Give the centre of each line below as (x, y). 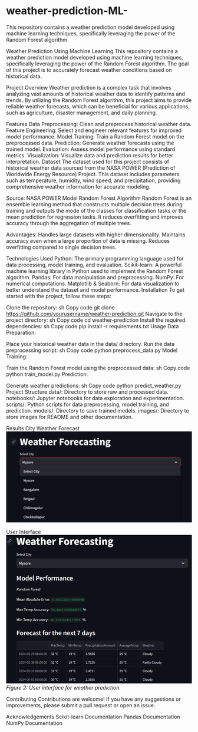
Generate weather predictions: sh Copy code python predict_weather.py (94, 385)
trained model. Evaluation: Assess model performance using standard (91, 149)
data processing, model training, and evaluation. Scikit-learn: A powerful (94, 265)
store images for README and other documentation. (70, 417)
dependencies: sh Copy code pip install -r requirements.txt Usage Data (93, 326)
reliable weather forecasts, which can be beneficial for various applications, (98, 106)
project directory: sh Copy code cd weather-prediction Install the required (96, 320)
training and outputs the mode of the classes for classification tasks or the (96, 210)
